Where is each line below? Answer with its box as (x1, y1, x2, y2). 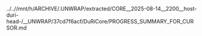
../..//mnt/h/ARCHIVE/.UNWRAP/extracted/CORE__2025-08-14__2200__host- (6, 5, 197, 12)
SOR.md (6, 24, 27, 31)
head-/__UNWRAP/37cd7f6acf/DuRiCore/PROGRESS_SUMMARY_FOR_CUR (6, 18, 194, 25)
